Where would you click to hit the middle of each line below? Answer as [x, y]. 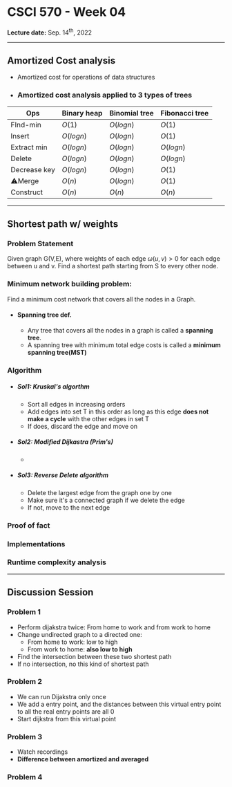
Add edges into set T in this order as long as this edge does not [118, 411]
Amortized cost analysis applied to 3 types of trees [105, 95]
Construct [27, 192]
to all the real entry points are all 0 [66, 711]
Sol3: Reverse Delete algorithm [63, 475]
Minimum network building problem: [70, 284]
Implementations [36, 544]
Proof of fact [29, 525]
